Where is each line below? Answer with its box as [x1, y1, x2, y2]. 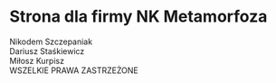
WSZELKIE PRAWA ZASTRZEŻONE [9, 65, 138, 76]
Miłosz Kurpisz [9, 55, 65, 66]
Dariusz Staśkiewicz [9, 45, 85, 56]
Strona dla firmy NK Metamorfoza [9, 6, 268, 27]
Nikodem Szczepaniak [9, 36, 93, 47]
